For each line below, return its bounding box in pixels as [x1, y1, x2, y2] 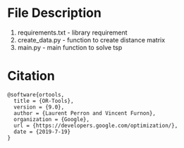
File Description [7, 5, 102, 21]
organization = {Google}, [13, 116, 90, 123]
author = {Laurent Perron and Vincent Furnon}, [13, 109, 157, 117]
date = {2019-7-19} [13, 128, 71, 135]
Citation [7, 68, 55, 84]
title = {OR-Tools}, [13, 97, 74, 104]
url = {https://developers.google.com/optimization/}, [13, 122, 178, 129]
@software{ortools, [7, 91, 65, 98]
